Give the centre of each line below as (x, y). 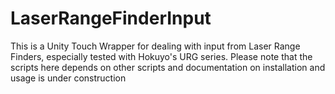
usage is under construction (68, 78)
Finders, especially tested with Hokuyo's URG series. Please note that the (161, 56)
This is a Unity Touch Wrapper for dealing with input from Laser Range (155, 46)
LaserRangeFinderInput (111, 18)
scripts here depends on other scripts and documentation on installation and (168, 67)
